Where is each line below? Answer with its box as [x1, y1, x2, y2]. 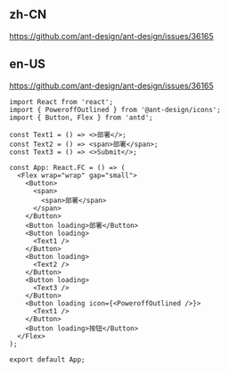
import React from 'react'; [9, 97, 114, 106]
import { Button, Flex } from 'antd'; [9, 113, 153, 122]
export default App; [9, 355, 86, 364]
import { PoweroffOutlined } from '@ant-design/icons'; [9, 105, 221, 114]
